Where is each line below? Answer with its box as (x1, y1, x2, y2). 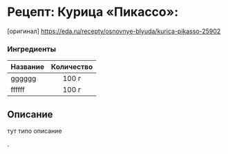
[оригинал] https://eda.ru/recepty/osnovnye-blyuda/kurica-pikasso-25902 (7, 27, 221, 35)
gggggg (10, 74, 37, 84)
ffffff (10, 85, 26, 95)
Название (10, 62, 45, 72)
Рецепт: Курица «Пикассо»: (7, 4, 179, 20)
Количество (50, 62, 93, 72)
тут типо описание (7, 127, 62, 135)
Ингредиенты (7, 44, 57, 54)
